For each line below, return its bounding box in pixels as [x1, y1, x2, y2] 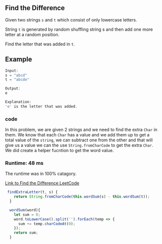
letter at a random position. [5, 31, 60, 37]
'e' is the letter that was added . [5, 104, 78, 109]
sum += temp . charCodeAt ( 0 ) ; [18, 221, 76, 226]
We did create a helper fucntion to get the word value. [5, 148, 114, 154]
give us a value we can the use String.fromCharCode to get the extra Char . [5, 142, 153, 148]
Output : [5, 86, 21, 91]
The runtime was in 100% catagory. [5, 171, 77, 177]
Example [5, 55, 32, 64]
